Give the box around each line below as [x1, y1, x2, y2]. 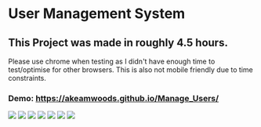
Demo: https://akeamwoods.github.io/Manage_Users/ [8, 93, 219, 103]
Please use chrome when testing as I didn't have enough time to [8, 56, 216, 66]
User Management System [8, 5, 186, 23]
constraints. [8, 74, 47, 82]
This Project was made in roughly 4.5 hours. [8, 36, 229, 49]
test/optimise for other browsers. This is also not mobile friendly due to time [8, 65, 253, 74]
